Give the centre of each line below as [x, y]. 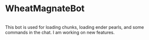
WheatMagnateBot [45, 9]
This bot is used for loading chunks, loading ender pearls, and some [75, 27]
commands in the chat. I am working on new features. [60, 32]
